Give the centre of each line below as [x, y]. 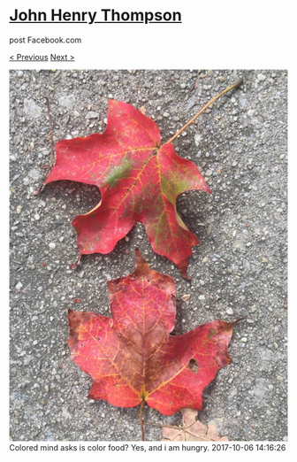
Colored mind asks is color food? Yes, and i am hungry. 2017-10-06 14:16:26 [148, 447]
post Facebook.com [46, 40]
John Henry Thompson [96, 15]
